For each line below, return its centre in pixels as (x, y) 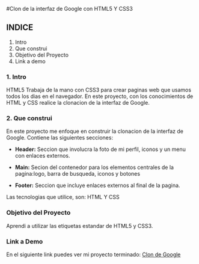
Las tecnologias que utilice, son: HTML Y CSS (63, 197)
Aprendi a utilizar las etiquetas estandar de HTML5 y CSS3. (80, 226)
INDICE (20, 27)
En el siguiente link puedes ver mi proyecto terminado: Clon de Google (93, 254)
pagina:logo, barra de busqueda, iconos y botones (77, 174)
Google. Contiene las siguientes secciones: (60, 138)
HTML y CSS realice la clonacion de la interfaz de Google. (78, 103)
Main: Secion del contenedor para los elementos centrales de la (94, 167)
